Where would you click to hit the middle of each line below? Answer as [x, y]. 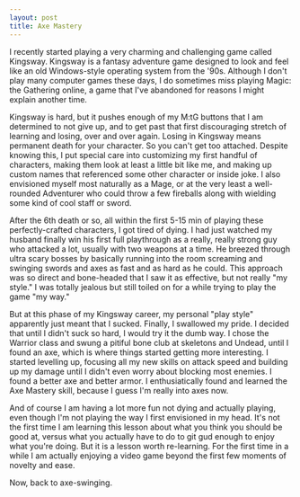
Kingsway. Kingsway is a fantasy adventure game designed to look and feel [149, 61]
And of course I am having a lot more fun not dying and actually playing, [143, 408]
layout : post [34, 18]
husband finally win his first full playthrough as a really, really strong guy [143, 239]
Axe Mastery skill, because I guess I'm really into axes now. [119, 390]
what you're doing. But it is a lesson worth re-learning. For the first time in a [149, 446]
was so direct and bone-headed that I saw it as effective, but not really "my [149, 277]
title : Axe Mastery [46, 26]
